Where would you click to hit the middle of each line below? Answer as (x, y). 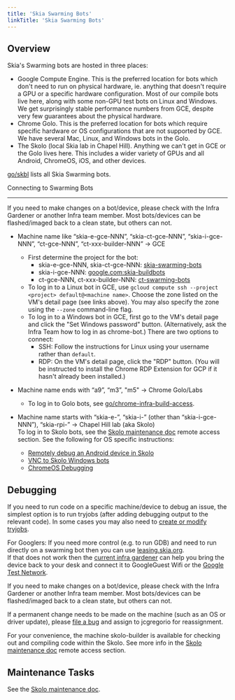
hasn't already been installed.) (82, 377)
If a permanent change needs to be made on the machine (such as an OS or (116, 615)
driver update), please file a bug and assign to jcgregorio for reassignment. (115, 622)
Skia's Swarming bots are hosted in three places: (78, 65)
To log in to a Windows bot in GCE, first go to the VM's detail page (123, 317)
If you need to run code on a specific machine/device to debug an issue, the (117, 507)
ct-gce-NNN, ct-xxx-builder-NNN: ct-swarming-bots (114, 280)
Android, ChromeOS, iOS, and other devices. (82, 161)
